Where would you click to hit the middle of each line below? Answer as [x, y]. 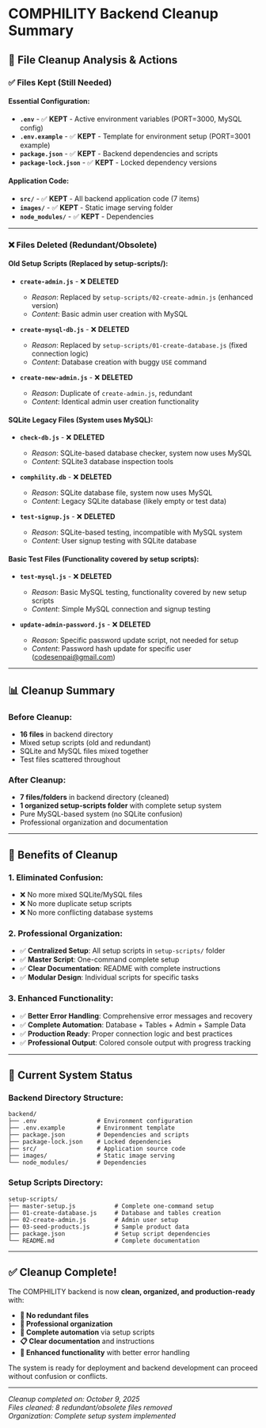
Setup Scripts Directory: [56, 1182]
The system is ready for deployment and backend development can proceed [133, 1368]
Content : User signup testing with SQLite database [114, 541]
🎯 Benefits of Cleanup [63, 855]
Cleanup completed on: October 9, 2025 [74, 1399]
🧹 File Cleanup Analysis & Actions [93, 60]
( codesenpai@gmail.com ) [74, 657]
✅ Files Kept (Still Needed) [60, 82]
